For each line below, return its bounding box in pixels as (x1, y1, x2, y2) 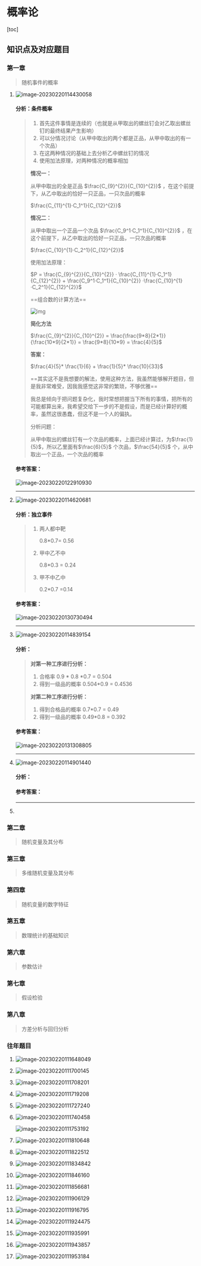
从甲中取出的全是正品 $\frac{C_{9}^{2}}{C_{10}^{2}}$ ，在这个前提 (30, 182, 194, 189)
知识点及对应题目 (7, 44, 70, 54)
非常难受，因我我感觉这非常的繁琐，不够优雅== (41, 382, 158, 390)
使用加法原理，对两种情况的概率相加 (39, 157, 129, 164)
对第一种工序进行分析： (30, 660, 88, 667)
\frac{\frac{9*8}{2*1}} (110, 332, 166, 339)
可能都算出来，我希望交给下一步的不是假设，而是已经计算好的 (30, 402, 183, 410)
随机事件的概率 (21, 78, 58, 86)
